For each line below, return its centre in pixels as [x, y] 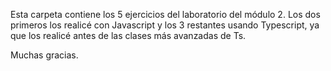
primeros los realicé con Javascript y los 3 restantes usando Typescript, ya [165, 25]
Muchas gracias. [44, 55]
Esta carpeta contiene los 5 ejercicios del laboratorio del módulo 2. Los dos [165, 14]
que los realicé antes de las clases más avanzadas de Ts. [128, 35]
